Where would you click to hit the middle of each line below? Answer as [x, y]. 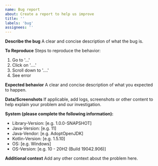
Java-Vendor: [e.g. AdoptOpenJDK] [48, 134]
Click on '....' [24, 65]
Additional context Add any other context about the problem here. [71, 158]
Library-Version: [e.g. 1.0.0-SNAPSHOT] [52, 123]
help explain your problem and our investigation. [53, 105]
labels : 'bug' [19, 23]
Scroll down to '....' [31, 70]
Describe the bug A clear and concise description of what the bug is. [74, 41]
